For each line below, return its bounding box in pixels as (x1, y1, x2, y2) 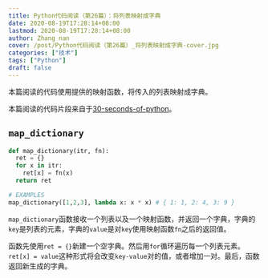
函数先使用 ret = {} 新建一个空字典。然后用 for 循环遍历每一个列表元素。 (8, 241, 245, 251)
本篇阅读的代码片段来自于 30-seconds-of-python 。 (8, 103, 177, 113)
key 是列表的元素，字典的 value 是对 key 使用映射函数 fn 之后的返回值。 (8, 224, 231, 233)
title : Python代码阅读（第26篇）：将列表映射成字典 (8, 11, 161, 20)
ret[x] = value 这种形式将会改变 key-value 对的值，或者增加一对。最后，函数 (8, 251, 260, 260)
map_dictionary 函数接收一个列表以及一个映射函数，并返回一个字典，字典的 (8, 214, 256, 224)
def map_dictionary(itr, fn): (8, 147, 110, 155)
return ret (15, 177, 52, 185)
